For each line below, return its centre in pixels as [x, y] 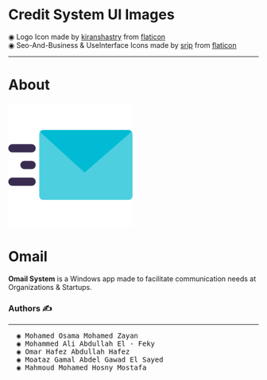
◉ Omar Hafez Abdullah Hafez [73, 352]
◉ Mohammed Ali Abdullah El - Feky [86, 344]
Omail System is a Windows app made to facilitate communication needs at [132, 278]
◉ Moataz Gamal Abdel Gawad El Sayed [90, 360]
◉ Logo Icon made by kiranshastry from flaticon [87, 37]
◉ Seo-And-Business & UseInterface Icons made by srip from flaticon [122, 45]
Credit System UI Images [91, 15]
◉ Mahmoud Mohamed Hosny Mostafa [81, 368]
